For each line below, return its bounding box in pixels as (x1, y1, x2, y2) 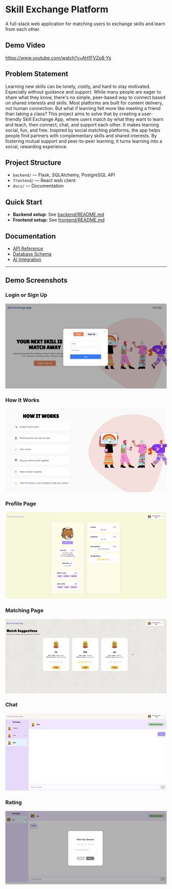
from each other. (5, 26, 41, 32)
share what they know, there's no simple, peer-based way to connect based (5, 94, 165, 100)
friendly (5, 116, 22, 122)
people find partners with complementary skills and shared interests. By (5, 132, 157, 138)
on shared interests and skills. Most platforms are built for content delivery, (5, 99, 163, 106)
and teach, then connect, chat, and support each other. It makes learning (5, 121, 160, 128)
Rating (5, 799, 22, 806)
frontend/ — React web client (12, 177, 76, 184)
